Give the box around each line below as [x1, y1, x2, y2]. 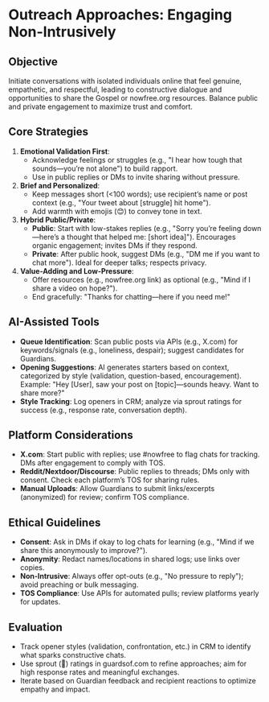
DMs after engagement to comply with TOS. [19, 458, 166, 468]
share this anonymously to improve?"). [19, 546, 148, 555]
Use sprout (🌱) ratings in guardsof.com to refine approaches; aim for [19, 659, 247, 669]
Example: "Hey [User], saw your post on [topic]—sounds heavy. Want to [19, 379, 259, 389]
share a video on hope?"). [31, 283, 118, 293]
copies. [19, 563, 45, 572]
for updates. [19, 597, 61, 607]
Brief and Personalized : [19, 180, 100, 190]
